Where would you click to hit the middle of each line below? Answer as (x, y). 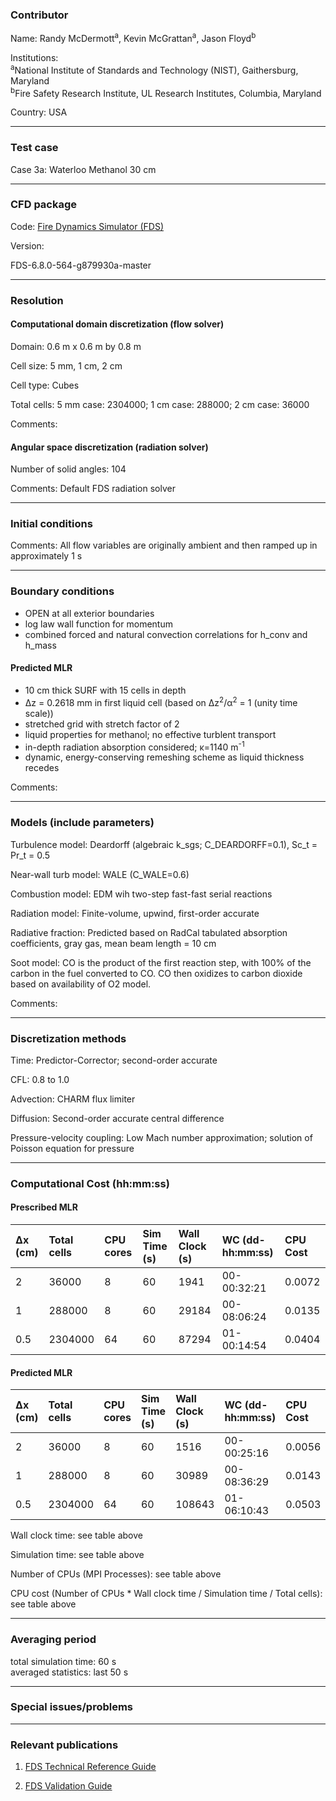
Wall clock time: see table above (76, 1535)
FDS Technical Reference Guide (90, 1767)
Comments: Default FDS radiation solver (93, 489)
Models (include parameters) (82, 823)
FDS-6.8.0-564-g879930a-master (81, 265)
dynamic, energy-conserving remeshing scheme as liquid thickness (164, 757)
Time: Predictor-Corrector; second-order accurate (114, 1060)
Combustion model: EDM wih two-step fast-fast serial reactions (141, 894)
